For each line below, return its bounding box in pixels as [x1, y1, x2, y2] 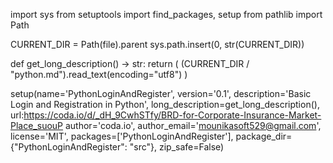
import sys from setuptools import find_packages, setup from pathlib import [10, 9, 323, 20]
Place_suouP [10, 120, 64, 131]
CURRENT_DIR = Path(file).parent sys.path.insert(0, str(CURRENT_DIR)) [10, 39, 305, 50]
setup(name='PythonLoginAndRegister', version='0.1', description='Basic [10, 88, 312, 99]
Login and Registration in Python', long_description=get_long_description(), [10, 99, 320, 110]
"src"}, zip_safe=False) [129, 141, 225, 153]
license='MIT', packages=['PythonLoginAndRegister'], [10, 130, 234, 142]
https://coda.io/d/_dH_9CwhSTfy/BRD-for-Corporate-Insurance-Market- [23, 109, 322, 121]
